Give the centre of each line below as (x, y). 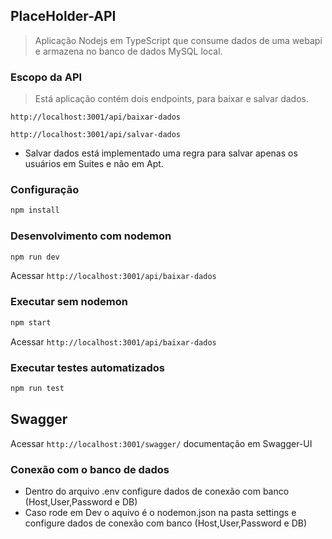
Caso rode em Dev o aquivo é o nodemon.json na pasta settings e (160, 512)
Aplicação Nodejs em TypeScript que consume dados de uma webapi (178, 40)
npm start (31, 322)
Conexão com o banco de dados (90, 469)
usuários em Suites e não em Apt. (94, 164)
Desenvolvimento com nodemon (91, 236)
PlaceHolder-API (63, 16)
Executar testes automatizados (87, 367)
